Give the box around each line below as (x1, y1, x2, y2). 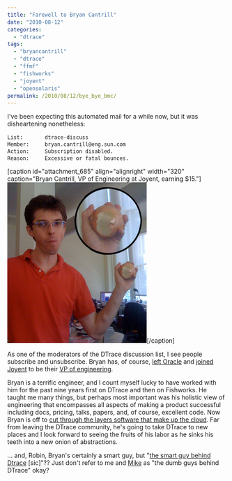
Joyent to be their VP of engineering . (7, 365, 114, 373)
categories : (7, 26, 42, 33)
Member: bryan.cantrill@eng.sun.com (7, 141, 127, 148)
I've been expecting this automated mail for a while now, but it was (7, 112, 199, 121)
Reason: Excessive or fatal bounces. (7, 155, 130, 162)
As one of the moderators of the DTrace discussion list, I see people (7, 350, 203, 359)
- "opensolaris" (13, 84, 61, 92)
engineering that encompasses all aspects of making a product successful (7, 401, 222, 409)
